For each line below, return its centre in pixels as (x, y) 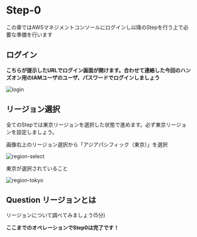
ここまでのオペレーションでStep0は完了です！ (63, 228)
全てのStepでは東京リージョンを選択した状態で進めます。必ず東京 (86, 125)
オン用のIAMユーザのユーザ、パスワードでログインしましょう (85, 78)
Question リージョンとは (51, 200)
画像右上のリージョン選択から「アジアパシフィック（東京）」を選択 (87, 144)
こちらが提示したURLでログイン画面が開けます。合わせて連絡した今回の (93, 70)
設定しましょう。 (37, 132)
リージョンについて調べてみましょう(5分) (56, 215)
